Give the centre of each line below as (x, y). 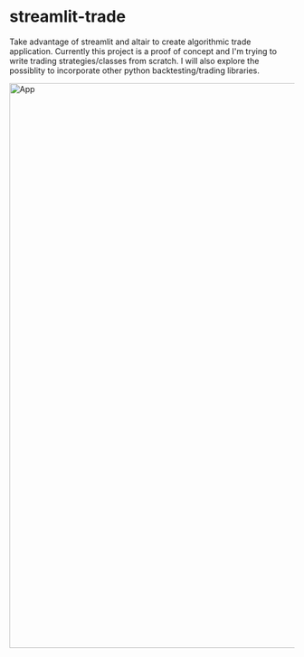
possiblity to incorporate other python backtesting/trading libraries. (135, 70)
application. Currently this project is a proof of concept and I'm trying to (143, 51)
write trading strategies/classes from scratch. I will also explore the (134, 61)
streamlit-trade (68, 17)
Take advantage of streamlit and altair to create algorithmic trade (130, 42)
